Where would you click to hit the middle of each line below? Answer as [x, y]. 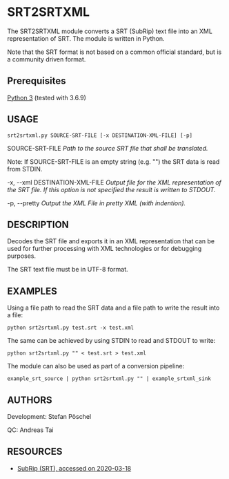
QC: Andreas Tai [30, 430]
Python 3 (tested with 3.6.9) [47, 97]
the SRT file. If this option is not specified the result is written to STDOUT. [111, 189]
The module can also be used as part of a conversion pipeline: [96, 366]
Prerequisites [37, 81]
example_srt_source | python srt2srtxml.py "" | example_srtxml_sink [109, 379]
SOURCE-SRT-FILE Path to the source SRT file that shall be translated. [108, 148]
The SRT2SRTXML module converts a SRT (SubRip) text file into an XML [110, 31]
